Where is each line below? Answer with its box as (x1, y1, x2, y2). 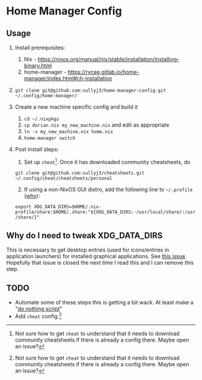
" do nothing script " (14, 305, 63, 313)
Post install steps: (14, 146, 59, 152)
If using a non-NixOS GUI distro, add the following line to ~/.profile (23, 185, 193, 193)
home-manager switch (23, 135, 76, 141)
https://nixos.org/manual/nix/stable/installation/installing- (37, 56, 180, 62)
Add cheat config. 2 (14, 312, 62, 319)
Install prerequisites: (14, 44, 66, 51)
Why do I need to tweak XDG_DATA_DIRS (6, 231, 163, 241)
